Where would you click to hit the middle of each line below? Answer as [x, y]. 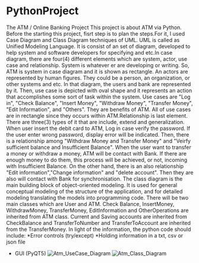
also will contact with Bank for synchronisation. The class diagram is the [94, 179]
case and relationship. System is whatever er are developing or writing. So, [98, 65]
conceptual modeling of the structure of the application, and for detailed [94, 191]
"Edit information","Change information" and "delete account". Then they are [100, 172]
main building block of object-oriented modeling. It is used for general [92, 185]
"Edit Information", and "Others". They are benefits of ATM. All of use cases [99, 109]
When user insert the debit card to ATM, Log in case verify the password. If [98, 128]
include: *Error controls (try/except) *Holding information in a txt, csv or [95, 235]
